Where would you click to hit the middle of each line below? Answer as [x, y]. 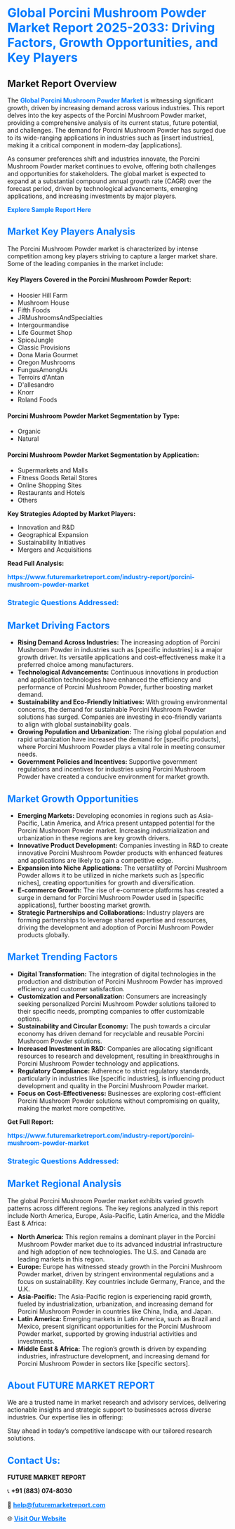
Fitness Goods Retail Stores [57, 478]
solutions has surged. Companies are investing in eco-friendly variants [120, 717]
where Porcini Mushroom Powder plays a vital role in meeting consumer [121, 747]
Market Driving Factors [59, 625]
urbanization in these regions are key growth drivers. [94, 838]
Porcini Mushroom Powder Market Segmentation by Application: [103, 455]
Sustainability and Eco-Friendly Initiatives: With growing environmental [122, 702]
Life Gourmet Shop [45, 333]
